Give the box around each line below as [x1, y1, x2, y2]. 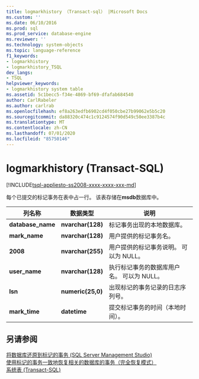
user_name [9, 267, 41, 275]
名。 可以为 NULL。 [108, 272, 164, 280]
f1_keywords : [6, 53, 38, 59]
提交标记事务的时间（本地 [108, 303, 181, 311]
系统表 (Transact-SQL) [6, 366, 61, 373]
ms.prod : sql [6, 25, 38, 32]
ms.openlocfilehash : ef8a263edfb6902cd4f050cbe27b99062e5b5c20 [6, 108, 166, 114]
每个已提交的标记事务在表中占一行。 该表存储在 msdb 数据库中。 [6, 193, 162, 201]
